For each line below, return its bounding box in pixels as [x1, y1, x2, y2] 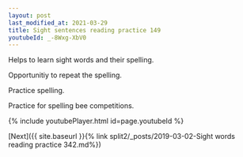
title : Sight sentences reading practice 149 [8, 26, 161, 34]
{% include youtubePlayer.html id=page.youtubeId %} [8, 116, 184, 126]
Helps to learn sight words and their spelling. [8, 55, 154, 65]
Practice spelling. [8, 86, 65, 95]
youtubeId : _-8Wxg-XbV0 [8, 33, 87, 42]
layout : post [8, 11, 51, 20]
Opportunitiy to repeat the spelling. [8, 70, 123, 80]
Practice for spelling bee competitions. [8, 101, 135, 110]
